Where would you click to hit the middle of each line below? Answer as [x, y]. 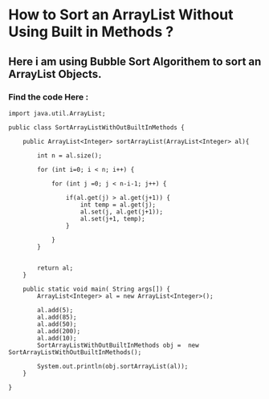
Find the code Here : [49, 96]
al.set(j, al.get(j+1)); [121, 212]
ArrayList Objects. [55, 74]
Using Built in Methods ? [91, 32]
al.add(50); [57, 324]
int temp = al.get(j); [118, 205]
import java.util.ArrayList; [57, 113]
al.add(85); [57, 317]
